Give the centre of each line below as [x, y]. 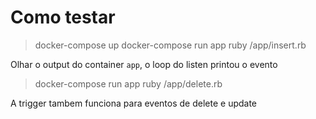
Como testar [63, 17]
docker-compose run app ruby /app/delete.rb [128, 83]
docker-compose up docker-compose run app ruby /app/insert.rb [170, 45]
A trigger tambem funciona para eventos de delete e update [134, 103]
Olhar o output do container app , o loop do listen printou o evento [144, 64]
